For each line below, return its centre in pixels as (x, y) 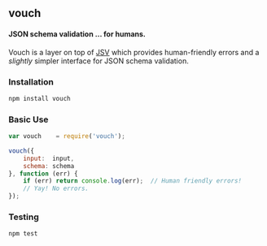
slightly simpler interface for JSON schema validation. (98, 61)
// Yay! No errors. (56, 189)
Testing (24, 217)
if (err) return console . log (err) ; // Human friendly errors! (133, 181)
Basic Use (28, 119)
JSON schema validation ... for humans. (77, 34)
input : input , (49, 158)
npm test (23, 234)
